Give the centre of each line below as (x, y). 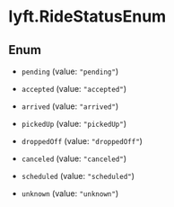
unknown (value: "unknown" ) (70, 193)
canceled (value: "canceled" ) (74, 158)
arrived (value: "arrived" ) (70, 106)
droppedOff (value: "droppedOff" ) (82, 141)
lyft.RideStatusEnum (87, 17)
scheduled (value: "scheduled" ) (78, 176)
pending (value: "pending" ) (70, 71)
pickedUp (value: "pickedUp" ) (74, 124)
